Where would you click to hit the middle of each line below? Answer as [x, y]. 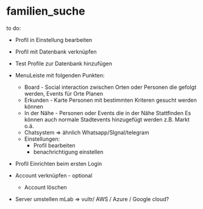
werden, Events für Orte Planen [64, 93]
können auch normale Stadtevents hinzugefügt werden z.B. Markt [107, 119]
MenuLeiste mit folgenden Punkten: [60, 75]
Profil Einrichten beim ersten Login [59, 163]
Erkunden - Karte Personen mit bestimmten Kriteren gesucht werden [110, 100]
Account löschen [45, 187]
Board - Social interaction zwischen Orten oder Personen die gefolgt [110, 87]
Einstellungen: [42, 139]
